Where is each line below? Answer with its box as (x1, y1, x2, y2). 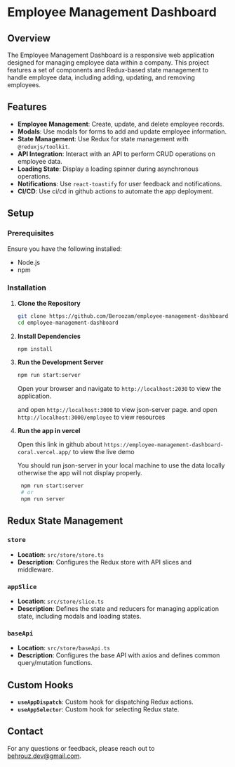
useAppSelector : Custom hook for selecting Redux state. (17, 705, 180, 714)
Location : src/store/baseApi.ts (17, 644, 111, 652)
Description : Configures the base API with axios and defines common (17, 651, 220, 659)
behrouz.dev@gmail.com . (7, 752, 82, 760)
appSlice (7, 583, 37, 591)
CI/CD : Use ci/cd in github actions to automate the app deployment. (17, 187, 214, 195)
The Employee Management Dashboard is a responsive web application (7, 51, 215, 59)
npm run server (20, 496, 65, 503)
